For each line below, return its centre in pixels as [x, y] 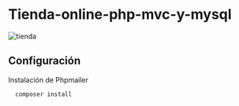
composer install [44, 94]
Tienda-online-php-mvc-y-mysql [120, 15]
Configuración [45, 61]
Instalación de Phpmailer [48, 79]
